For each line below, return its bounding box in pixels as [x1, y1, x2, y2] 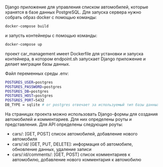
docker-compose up [5, 42, 42, 47]
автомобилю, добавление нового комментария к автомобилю [12, 157, 142, 162]
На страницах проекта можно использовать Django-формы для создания [5, 111, 158, 117]
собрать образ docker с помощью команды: [5, 15, 97, 20]
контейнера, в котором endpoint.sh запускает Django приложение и [5, 56, 146, 62]
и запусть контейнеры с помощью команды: [5, 33, 98, 38]
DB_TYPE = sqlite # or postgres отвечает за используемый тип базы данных [5, 102, 160, 107]
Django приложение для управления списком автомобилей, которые [5, 4, 148, 10]
